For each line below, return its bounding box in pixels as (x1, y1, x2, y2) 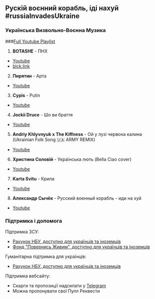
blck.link (12, 63, 30, 69)
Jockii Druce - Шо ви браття (12, 111, 73, 117)
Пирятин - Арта (12, 73, 47, 79)
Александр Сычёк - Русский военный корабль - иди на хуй (12, 195, 142, 201)
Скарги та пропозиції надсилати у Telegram (12, 282, 106, 288)
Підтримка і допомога (5, 217, 62, 224)
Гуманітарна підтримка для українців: (5, 253, 87, 259)
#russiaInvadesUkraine (5, 12, 80, 21)
